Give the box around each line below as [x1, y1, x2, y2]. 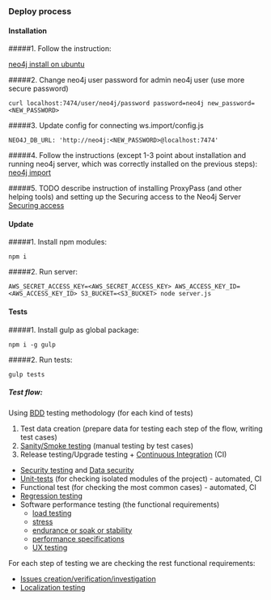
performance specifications [32, 534, 125, 543]
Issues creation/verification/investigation [19, 573, 156, 584]
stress [32, 517, 53, 526]
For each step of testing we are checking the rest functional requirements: [8, 558, 256, 568]
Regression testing [19, 491, 83, 500]
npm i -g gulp [8, 340, 57, 349]
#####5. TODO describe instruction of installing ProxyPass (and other [8, 184, 243, 194]
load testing [32, 508, 72, 517]
